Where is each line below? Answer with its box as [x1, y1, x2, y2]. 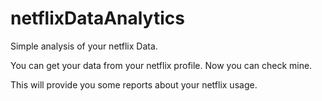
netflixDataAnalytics [10, 7, 185, 30]
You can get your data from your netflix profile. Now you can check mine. [10, 59, 313, 71]
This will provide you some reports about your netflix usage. [10, 78, 258, 91]
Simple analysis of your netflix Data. [10, 40, 158, 52]
